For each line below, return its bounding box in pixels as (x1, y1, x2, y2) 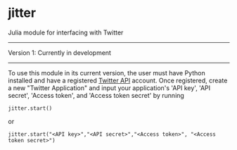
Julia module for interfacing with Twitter (8, 28, 124, 37)
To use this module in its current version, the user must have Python (8, 68, 206, 77)
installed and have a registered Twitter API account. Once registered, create (8, 76, 228, 85)
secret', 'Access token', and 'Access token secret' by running (8, 91, 185, 99)
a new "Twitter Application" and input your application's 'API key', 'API (8, 83, 211, 92)
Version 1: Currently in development (8, 48, 112, 57)
